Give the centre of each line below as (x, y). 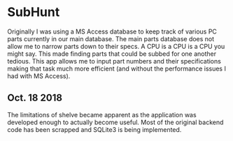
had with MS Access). (39, 76)
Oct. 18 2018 (35, 98)
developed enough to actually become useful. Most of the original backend (115, 122)
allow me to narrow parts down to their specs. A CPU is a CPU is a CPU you (116, 46)
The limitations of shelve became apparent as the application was (102, 114)
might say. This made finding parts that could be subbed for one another (112, 54)
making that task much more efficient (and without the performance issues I (116, 68)
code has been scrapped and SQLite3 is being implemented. (94, 129)
